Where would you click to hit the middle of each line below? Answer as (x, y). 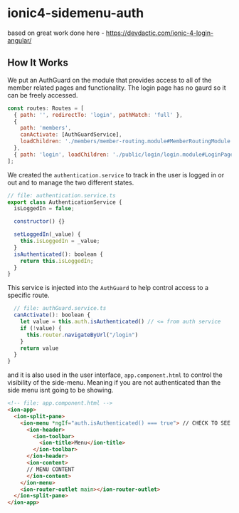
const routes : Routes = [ (46, 108)
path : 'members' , (46, 128)
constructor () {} (39, 222)
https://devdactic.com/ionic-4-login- (160, 33)
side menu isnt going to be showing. (60, 390)
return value (39, 348)
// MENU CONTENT (50, 469)
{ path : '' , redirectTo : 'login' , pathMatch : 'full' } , (98, 115)
